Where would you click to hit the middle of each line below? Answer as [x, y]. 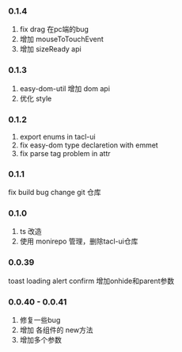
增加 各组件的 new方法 [56, 330]
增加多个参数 [40, 340]
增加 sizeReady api [50, 49]
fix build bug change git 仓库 [55, 193]
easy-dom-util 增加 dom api [65, 88]
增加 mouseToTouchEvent [62, 39]
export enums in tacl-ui [58, 136]
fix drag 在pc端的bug [54, 29]
